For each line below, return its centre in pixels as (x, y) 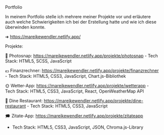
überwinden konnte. (25, 27)
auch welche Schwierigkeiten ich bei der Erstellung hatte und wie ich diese (81, 22)
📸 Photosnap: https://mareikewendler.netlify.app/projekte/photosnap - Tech (82, 56)
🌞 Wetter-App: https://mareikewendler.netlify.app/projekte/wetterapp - (77, 85)
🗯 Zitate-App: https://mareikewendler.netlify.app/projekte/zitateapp (74, 116)
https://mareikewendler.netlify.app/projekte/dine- (94, 101)
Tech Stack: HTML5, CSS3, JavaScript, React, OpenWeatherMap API (74, 91)
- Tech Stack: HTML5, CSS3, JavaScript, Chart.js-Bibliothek (66, 76)
